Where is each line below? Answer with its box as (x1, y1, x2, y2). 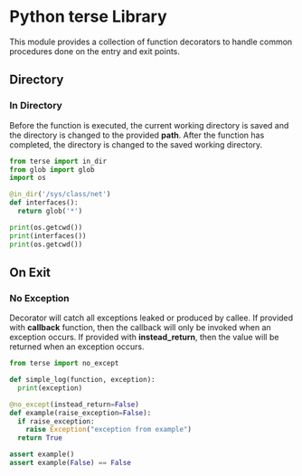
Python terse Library (9, 6, 167, 27)
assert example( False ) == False (9, 459, 131, 468)
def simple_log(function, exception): (9, 376, 156, 385)
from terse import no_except (9, 359, 119, 368)
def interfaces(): (9, 198, 79, 207)
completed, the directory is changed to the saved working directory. (9, 138, 263, 150)
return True (17, 433, 63, 443)
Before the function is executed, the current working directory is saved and (9, 119, 289, 130)
